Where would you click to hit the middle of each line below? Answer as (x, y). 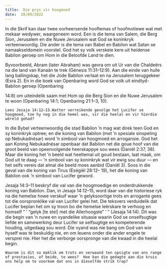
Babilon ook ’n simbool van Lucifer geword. (50, 175)
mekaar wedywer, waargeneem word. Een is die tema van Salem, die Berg (81, 34)
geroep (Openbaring (43, 86)
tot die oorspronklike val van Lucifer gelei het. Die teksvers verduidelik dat (81, 201)
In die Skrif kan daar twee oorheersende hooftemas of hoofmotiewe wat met (84, 28)
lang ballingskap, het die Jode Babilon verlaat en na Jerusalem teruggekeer (83, 75)
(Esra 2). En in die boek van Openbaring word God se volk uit (68, 81)
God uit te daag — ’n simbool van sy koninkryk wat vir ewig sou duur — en (82, 159)
